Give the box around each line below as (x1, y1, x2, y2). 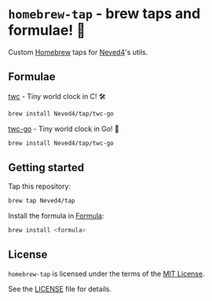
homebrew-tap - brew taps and (8, 5, 201, 23)
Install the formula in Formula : (8, 211, 104, 221)
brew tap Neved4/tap (8, 197, 76, 205)
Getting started (8, 160, 85, 174)
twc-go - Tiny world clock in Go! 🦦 (8, 123, 120, 134)
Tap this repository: (8, 182, 71, 191)
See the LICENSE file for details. (8, 284, 112, 293)
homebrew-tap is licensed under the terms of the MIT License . (8, 269, 206, 278)
